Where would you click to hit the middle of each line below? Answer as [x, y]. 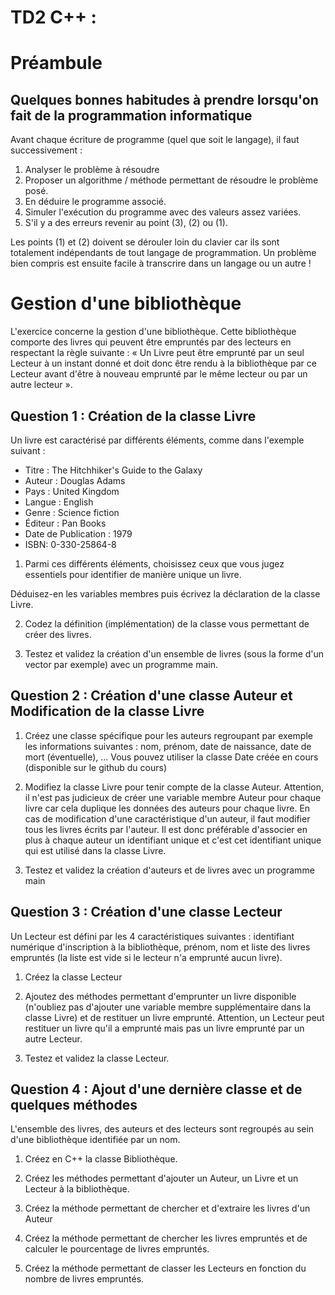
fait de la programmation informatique [131, 115]
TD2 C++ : [53, 17]
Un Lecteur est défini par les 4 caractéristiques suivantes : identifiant [152, 936]
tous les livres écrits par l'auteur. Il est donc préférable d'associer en [166, 829]
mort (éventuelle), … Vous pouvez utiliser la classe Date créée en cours [171, 757]
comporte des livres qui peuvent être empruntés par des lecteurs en [151, 342]
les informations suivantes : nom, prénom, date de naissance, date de [168, 746]
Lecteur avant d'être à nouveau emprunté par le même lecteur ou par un [159, 374]
